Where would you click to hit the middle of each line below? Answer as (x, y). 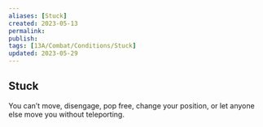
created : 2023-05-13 (44, 23)
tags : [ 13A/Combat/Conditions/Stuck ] (72, 46)
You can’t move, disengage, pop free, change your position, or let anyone (131, 105)
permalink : (27, 31)
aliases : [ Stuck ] (38, 16)
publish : (23, 38)
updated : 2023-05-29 (44, 53)
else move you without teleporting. (66, 114)
